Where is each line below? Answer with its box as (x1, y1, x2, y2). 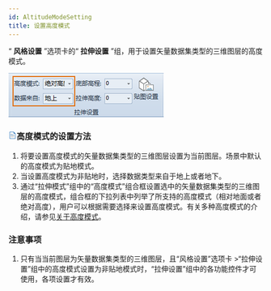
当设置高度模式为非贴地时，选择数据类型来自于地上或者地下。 (19, 171, 227, 181)
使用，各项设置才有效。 (19, 274, 99, 284)
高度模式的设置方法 (16, 131, 91, 142)
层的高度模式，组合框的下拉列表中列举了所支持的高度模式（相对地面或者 (19, 191, 261, 201)
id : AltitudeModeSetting (8, 13, 92, 21)
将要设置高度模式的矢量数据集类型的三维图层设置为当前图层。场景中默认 (19, 151, 261, 160)
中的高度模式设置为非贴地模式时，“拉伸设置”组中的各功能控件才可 (37, 264, 257, 274)
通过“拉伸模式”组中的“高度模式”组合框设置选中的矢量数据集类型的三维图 (19, 181, 260, 190)
